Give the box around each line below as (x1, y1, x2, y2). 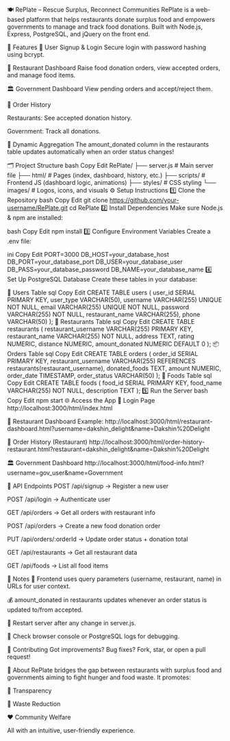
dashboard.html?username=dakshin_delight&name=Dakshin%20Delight (7, 425, 210, 433)
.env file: (7, 237, 32, 245)
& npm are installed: (7, 214, 64, 221)
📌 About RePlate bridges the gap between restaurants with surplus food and (7, 666, 222, 674)
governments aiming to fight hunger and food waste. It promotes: (7, 673, 192, 681)
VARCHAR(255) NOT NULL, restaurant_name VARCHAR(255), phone (7, 310, 201, 318)
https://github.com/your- (109, 196, 179, 204)
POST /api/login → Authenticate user (7, 495, 111, 503)
